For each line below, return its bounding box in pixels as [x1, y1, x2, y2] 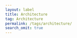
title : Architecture [5, 12, 48, 17]
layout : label [5, 7, 35, 12]
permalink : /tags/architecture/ [5, 21, 72, 26]
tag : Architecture [5, 16, 43, 21]
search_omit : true [5, 26, 43, 31]
